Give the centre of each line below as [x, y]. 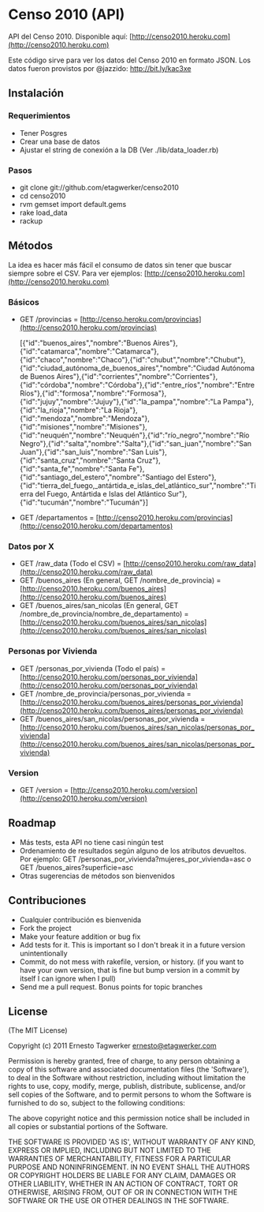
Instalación [36, 94]
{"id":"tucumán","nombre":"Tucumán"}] [84, 502]
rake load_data [44, 212]
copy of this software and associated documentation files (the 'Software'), [129, 1069]
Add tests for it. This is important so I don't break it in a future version [132, 944]
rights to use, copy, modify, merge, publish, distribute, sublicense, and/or [127, 1086]
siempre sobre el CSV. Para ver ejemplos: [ [78, 273]
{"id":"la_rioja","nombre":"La [66, 410]
